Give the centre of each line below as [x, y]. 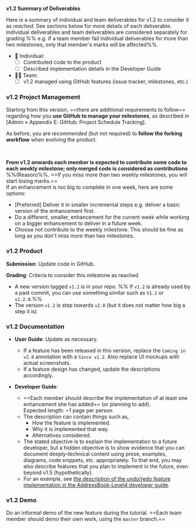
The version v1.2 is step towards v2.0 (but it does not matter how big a [100, 305]
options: [16, 194]
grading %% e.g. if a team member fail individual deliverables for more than [97, 38]
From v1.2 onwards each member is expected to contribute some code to [97, 163]
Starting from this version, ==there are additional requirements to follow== [96, 110]
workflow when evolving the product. [51, 140]
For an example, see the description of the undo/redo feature [97, 479]
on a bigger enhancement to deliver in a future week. [78, 223]
